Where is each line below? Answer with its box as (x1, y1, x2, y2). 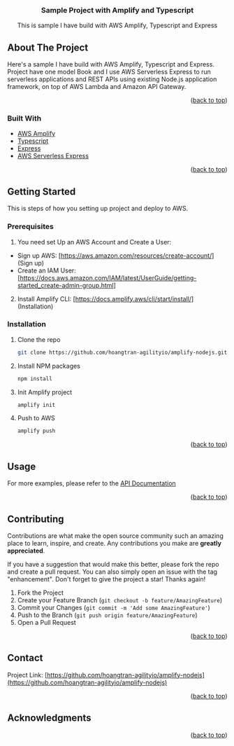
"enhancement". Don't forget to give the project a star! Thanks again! (7, 574, 206, 583)
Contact (7, 652, 43, 664)
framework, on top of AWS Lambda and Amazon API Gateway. (7, 83, 187, 91)
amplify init (17, 401, 56, 408)
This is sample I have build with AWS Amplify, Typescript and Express (17, 21, 218, 29)
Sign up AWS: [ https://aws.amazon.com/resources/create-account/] (17, 251, 214, 260)
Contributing (7, 513, 64, 525)
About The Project (7, 41, 89, 53)
